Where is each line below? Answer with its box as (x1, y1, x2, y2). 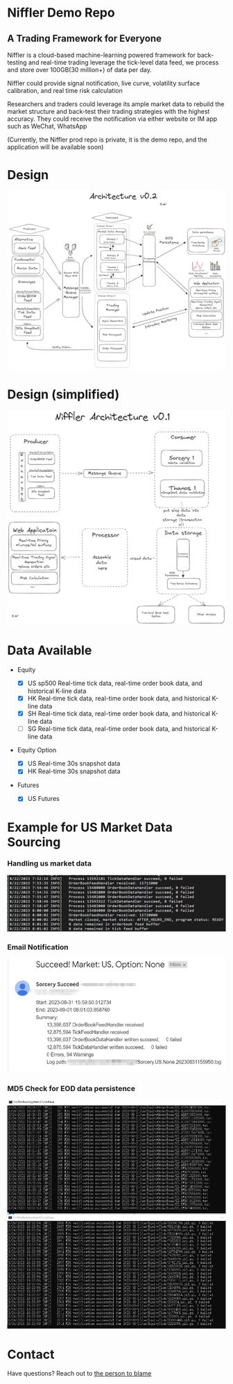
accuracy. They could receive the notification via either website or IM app (7, 115, 218, 123)
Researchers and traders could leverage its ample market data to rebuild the (7, 100, 225, 108)
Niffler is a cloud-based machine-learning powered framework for (7, 51, 196, 59)
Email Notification (7, 942, 69, 952)
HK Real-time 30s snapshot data (27, 767, 121, 775)
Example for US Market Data (7, 819, 173, 835)
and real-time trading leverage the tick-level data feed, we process (28, 58, 219, 67)
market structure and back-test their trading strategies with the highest (7, 108, 210, 115)
